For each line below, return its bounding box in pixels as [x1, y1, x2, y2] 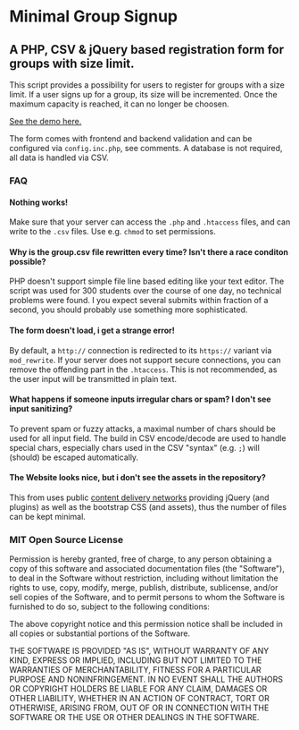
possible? [9, 256, 46, 267]
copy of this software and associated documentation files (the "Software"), [9, 564, 286, 574]
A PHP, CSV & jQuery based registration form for [9, 42, 284, 57]
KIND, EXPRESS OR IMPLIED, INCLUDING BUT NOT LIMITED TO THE [9, 655, 262, 666]
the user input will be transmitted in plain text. [9, 373, 177, 384]
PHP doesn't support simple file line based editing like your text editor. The [9, 276, 285, 287]
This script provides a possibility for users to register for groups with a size [9, 80, 286, 90]
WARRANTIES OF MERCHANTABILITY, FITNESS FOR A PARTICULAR [9, 665, 262, 675]
